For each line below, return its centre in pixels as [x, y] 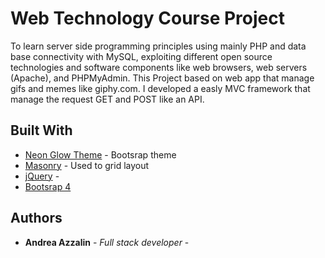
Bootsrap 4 [48, 186]
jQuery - [42, 176]
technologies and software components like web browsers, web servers [159, 67]
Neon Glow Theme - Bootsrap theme [100, 154]
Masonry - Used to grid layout [87, 165]
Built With [41, 130]
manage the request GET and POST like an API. [107, 99]
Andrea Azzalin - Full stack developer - [107, 242]
